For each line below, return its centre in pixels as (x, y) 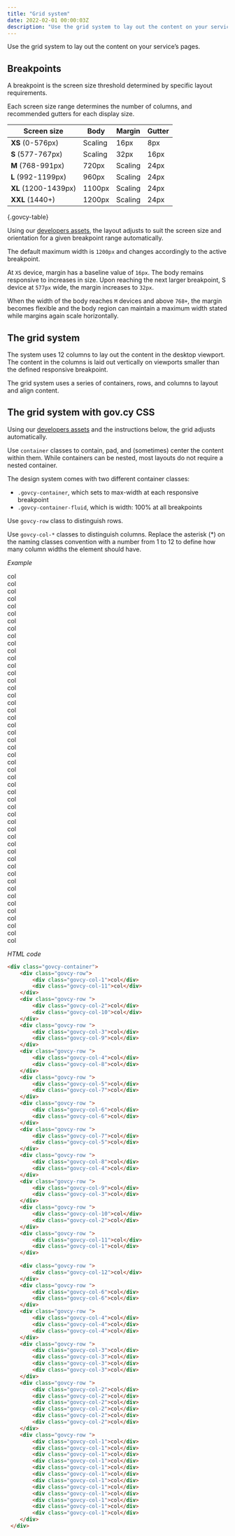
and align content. (33, 390)
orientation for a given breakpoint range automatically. (85, 238)
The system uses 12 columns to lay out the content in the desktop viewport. (116, 355)
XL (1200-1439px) (44, 188)
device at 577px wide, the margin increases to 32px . (80, 287)
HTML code (24, 954)
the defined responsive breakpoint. (58, 369)
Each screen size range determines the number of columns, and (100, 106)
